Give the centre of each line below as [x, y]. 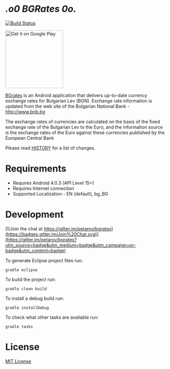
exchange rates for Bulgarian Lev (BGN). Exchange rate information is [79, 101]
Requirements [36, 169]
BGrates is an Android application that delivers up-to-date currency [76, 95]
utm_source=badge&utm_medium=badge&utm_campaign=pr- [71, 245]
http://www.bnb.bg [25, 111]
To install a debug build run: [35, 298]
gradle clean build [26, 289]
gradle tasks [19, 326]
